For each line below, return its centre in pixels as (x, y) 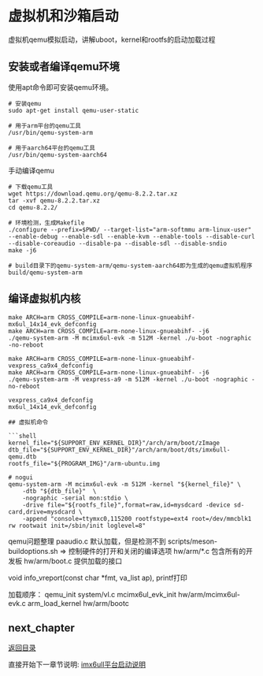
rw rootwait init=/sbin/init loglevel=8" (77, 526)
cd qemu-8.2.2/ (33, 207)
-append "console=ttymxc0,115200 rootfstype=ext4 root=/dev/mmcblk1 (137, 518)
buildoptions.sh (33, 551)
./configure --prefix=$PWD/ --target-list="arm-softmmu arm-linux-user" (130, 229)
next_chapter (41, 628)
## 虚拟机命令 (28, 422)
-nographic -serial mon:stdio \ (75, 498)
